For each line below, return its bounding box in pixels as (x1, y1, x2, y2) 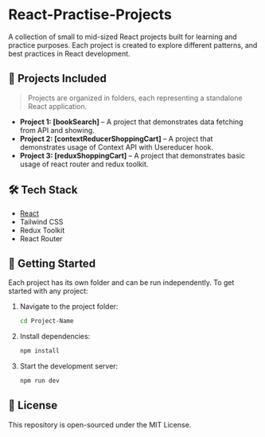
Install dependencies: (19, 332, 91, 341)
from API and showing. (19, 125, 95, 135)
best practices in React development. (8, 49, 131, 58)
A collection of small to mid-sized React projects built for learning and (8, 32, 237, 41)
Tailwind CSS (19, 217, 64, 226)
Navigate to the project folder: (19, 302, 119, 311)
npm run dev (19, 377, 60, 385)
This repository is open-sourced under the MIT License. (8, 419, 192, 429)
